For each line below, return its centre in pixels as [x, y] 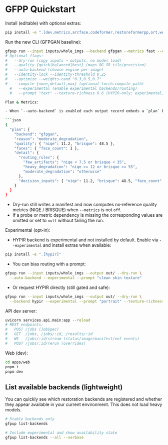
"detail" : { [26, 153]
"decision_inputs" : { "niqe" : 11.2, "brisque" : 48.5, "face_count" [90, 181]
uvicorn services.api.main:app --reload [48, 320]
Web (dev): [17, 353]
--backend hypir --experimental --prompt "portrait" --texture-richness [87, 301]
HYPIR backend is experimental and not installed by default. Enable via [85, 240]
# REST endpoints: [24, 325]
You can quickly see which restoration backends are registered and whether [84, 399]
